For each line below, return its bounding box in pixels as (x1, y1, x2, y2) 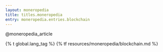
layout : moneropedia (5, 7, 49, 13)
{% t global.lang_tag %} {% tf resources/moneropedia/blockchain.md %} (5, 41, 158, 47)
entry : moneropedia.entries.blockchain (5, 17, 90, 22)
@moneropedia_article (5, 31, 52, 37)
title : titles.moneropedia (5, 12, 63, 17)
